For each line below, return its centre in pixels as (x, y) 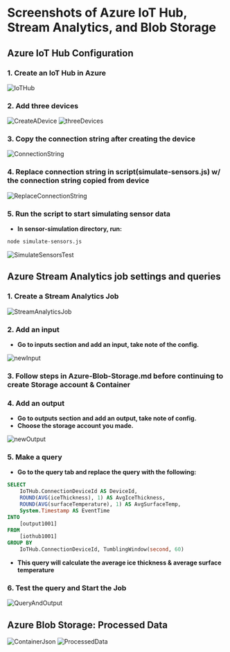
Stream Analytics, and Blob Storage (112, 27)
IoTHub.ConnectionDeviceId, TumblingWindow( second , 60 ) (102, 549)
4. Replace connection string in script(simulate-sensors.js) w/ (114, 172)
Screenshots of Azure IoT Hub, (97, 13)
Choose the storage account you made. (75, 426)
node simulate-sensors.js (44, 242)
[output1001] (38, 524)
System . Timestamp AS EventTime (65, 511)
